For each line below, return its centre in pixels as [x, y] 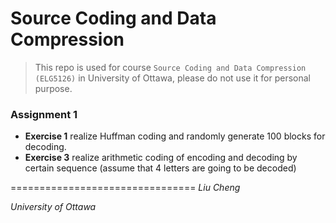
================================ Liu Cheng [125, 188]
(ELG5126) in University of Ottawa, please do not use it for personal [172, 78]
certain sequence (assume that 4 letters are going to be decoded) [160, 168]
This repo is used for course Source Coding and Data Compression [170, 67]
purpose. [53, 88]
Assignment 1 [44, 114]
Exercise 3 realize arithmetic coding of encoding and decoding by [161, 158]
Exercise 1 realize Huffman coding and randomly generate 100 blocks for [175, 136]
